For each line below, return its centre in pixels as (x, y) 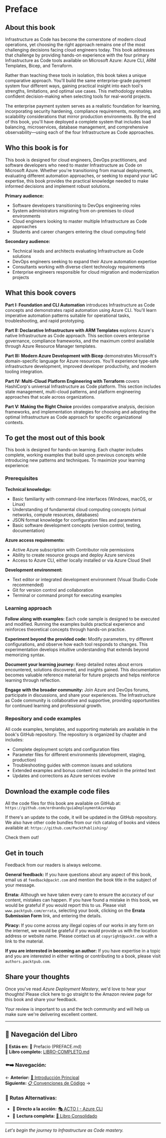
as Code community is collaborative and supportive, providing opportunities (82, 701)
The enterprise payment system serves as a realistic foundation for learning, (83, 106)
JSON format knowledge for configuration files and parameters (77, 520)
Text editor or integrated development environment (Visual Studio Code (85, 579)
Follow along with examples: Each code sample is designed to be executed (82, 619)
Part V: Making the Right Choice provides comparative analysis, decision (80, 406)
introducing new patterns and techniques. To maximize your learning (75, 460)
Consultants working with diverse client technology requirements (79, 267)
